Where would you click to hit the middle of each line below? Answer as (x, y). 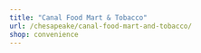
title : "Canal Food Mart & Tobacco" (78, 18)
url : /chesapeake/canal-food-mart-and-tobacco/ (101, 26)
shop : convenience (44, 34)
